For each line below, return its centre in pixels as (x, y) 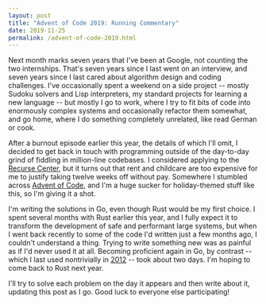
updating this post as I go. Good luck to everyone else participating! (119, 292)
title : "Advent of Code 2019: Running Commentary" (94, 23)
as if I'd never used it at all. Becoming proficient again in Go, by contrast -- (130, 252)
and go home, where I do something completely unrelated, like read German (133, 119)
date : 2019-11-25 (37, 30)
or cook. (22, 128)
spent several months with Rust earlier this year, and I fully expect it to (123, 217)
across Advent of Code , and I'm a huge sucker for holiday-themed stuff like (132, 185)
